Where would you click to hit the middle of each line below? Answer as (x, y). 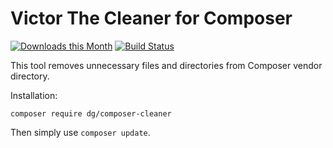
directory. (30, 76)
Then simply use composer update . (80, 132)
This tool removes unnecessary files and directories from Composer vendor (166, 65)
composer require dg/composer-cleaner (91, 113)
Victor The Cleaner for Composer (151, 18)
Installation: (34, 95)
